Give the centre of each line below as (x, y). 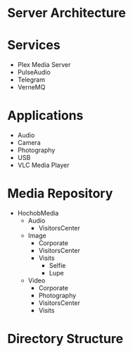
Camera (29, 143)
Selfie (57, 265)
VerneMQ (31, 87)
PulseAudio (34, 73)
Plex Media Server (44, 65)
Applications (45, 116)
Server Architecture (67, 13)
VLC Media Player (43, 165)
